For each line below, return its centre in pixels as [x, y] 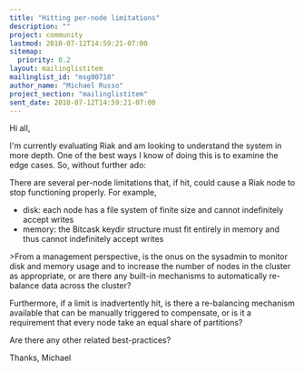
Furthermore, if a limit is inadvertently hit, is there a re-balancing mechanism [152, 303]
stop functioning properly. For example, [83, 193]
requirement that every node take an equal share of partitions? [126, 323]
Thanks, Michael [40, 358]
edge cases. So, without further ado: [78, 166]
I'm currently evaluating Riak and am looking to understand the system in [146, 146]
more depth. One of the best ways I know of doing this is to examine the [144, 156]
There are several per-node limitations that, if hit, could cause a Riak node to [152, 183]
